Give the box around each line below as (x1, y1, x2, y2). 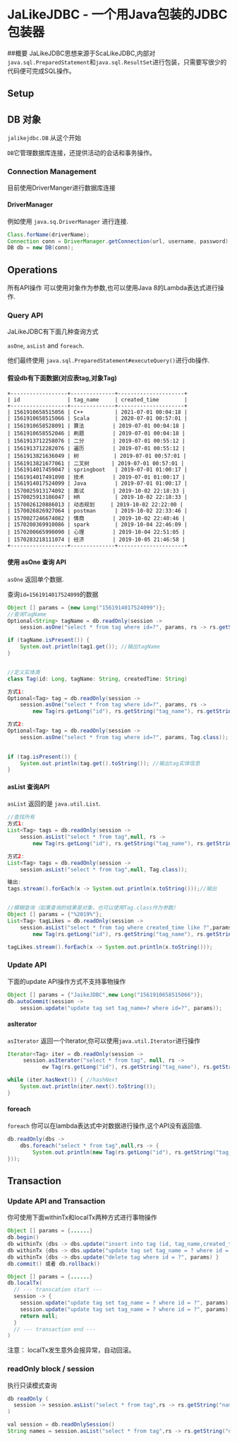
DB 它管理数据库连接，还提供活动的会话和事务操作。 (7, 149, 157, 157)
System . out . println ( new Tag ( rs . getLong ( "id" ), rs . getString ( (32, 1148, 217, 1156)
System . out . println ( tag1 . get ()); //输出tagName (20, 643, 161, 651)
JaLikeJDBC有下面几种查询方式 (7, 327, 99, 336)
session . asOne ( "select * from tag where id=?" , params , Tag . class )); (20, 733, 229, 740)
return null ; (20, 1312, 59, 1320)
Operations (7, 263, 58, 276)
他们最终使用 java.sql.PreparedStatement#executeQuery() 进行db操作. (7, 356, 210, 365)
